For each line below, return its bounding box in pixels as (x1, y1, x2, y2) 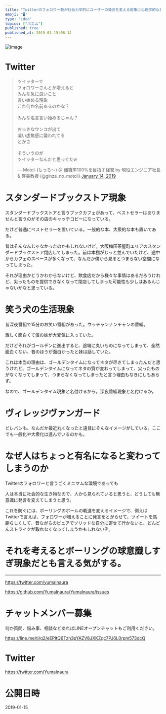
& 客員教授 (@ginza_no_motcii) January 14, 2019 (17, 173, 116, 179)
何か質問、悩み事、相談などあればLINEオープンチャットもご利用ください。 (5, 625, 157, 631)
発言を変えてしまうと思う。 (18, 497, 74, 503)
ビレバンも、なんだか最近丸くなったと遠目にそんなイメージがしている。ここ (5, 425, 161, 431)
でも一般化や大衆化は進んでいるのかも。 (5, 431, 87, 437)
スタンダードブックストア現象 (5, 192, 126, 204)
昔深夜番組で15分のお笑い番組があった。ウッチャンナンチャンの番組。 (5, 321, 148, 327)
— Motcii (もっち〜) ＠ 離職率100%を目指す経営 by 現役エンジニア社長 (17, 167, 161, 173)
